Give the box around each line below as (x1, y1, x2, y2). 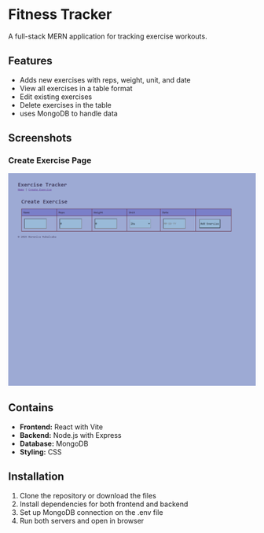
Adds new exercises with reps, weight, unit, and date (19, 75, 191, 84)
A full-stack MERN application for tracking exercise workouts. (8, 31, 207, 41)
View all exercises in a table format (19, 83, 133, 93)
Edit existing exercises (19, 92, 93, 101)
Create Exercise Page (8, 155, 92, 166)
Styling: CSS (19, 447, 62, 457)
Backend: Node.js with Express (19, 430, 122, 439)
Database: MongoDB (19, 439, 89, 448)
